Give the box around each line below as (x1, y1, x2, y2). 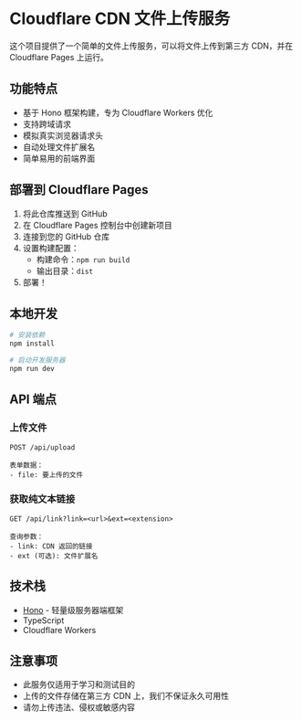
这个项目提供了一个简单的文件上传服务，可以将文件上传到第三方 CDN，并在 (9, 40, 294, 51)
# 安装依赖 (9, 331, 46, 340)
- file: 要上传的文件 (9, 470, 84, 480)
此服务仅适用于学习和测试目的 (22, 679, 135, 690)
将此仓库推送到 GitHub (22, 207, 108, 219)
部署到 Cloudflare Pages (9, 182, 149, 197)
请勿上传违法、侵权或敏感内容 (22, 702, 135, 713)
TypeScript (22, 614, 65, 626)
